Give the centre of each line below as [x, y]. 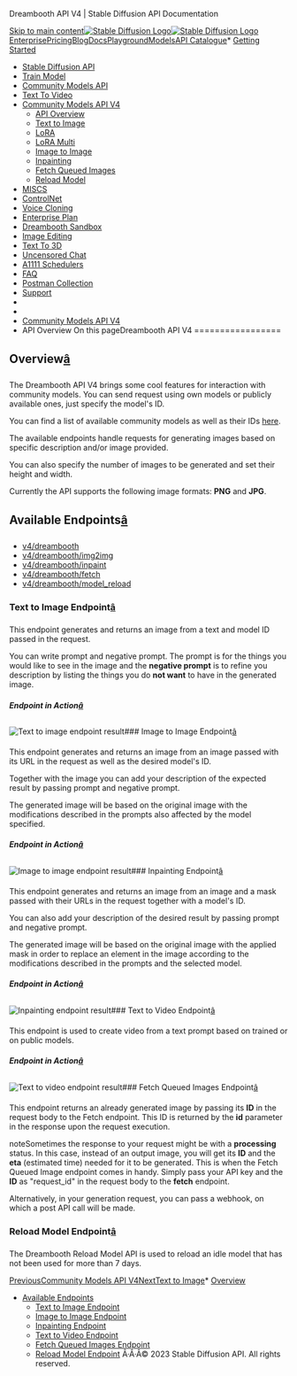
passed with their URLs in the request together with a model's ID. [127, 901]
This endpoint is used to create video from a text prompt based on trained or [148, 1031]
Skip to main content [47, 31]
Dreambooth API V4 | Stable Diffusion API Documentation [114, 14]
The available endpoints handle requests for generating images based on [142, 437]
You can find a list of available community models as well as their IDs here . [145, 421]
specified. [27, 823]
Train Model [44, 76]
